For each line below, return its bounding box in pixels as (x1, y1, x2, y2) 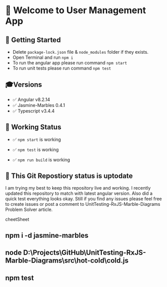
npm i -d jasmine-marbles (5, 231, 89, 240)
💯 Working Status (5, 123, 62, 131)
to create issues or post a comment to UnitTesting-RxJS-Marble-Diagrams (5, 201, 160, 207)
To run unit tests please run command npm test (12, 65, 111, 71)
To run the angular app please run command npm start (12, 60, 128, 65)
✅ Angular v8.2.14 (12, 96, 51, 102)
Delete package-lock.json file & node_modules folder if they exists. (12, 49, 149, 55)
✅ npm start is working (12, 136, 61, 142)
